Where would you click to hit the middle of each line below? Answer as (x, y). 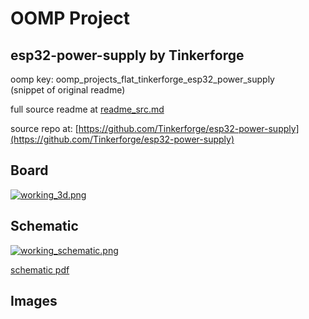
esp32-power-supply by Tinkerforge (127, 55)
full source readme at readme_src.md (87, 109)
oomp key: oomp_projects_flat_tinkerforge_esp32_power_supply (142, 79)
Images (34, 301)
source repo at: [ (44, 128)
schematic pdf (40, 269)
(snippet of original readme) (68, 90)
